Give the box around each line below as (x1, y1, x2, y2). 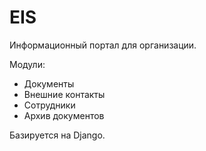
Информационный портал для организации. (9, 39, 197, 51)
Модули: (9, 58, 46, 70)
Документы (23, 77, 75, 90)
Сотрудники (23, 99, 76, 111)
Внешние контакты (23, 88, 106, 100)
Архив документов (23, 109, 105, 121)
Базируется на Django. (9, 129, 106, 141)
